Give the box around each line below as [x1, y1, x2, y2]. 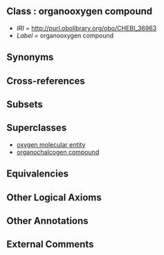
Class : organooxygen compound [6, 6, 153, 17]
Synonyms [6, 51, 54, 63]
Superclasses [6, 122, 67, 134]
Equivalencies [6, 168, 69, 179]
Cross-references [6, 75, 86, 87]
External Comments [6, 238, 94, 250]
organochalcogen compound [16, 148, 100, 156]
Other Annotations [6, 215, 89, 227]
